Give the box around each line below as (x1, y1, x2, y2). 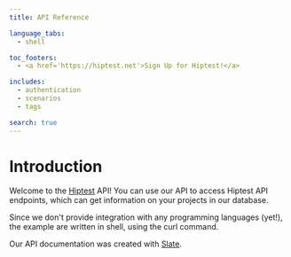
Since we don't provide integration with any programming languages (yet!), (9, 212, 283, 222)
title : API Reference (9, 12, 90, 22)
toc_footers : (9, 53, 58, 62)
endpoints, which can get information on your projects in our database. (9, 195, 269, 206)
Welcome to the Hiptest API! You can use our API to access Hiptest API (9, 185, 269, 196)
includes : (9, 77, 46, 87)
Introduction (9, 156, 103, 176)
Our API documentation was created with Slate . (9, 238, 183, 249)
